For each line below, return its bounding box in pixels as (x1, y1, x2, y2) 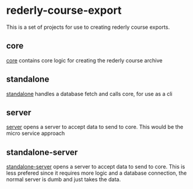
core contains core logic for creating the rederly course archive (6, 56, 163, 64)
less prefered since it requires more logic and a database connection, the (6, 169, 187, 177)
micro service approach (6, 130, 65, 137)
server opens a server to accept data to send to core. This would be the (6, 124, 184, 131)
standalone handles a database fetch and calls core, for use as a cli (6, 90, 173, 97)
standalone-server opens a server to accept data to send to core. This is (6, 163, 185, 170)
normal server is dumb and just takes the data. (6, 176, 121, 183)
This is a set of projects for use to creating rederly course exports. (6, 23, 170, 31)
